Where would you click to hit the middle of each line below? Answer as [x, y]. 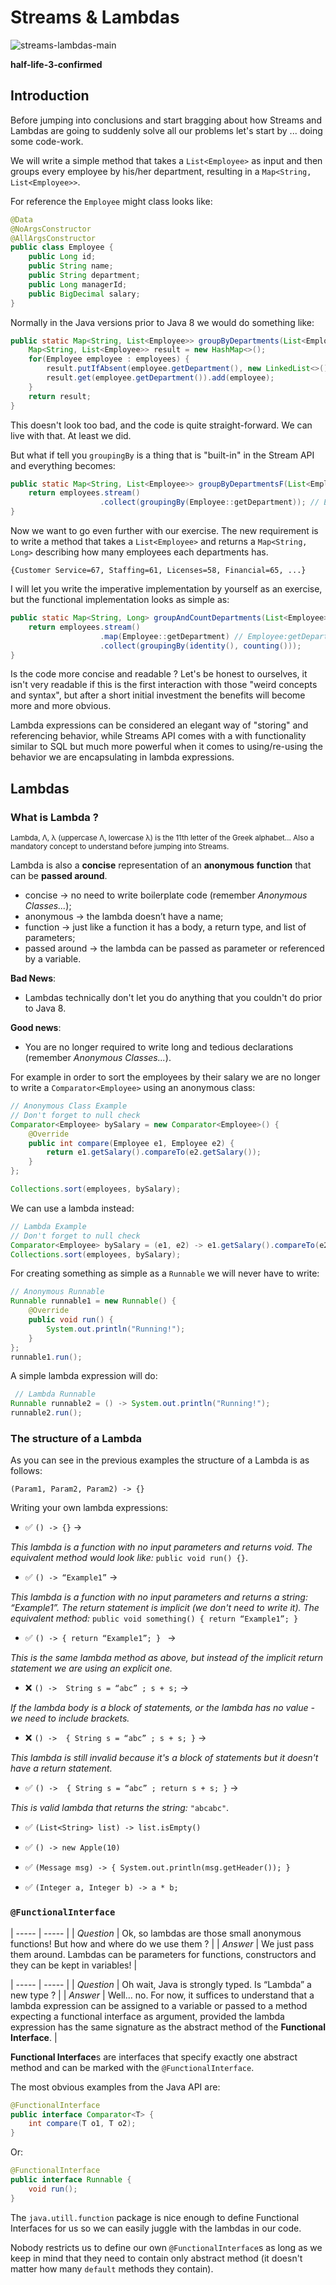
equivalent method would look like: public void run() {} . [129, 1558]
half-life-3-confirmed [56, 64]
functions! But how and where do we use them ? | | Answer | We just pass [162, 1943]
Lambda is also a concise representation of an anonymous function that [161, 865]
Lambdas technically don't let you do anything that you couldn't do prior [173, 998]
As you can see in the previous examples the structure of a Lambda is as [160, 1460]
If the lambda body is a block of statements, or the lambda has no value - [162, 1708]
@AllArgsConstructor [53, 238]
